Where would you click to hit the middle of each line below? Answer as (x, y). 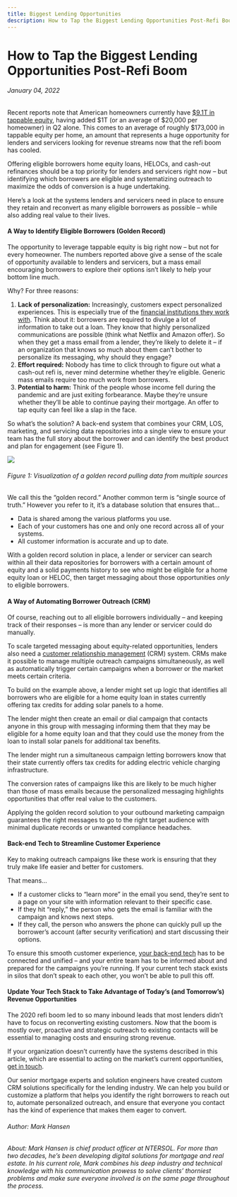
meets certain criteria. (39, 676)
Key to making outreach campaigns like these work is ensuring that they (112, 859)
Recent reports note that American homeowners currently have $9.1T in (111, 112)
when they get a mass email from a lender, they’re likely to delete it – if (120, 342)
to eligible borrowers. (38, 585)
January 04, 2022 (34, 91)
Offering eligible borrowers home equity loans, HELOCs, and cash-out (109, 164)
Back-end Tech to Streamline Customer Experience (84, 844)
